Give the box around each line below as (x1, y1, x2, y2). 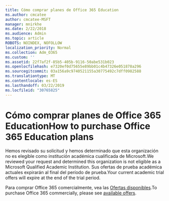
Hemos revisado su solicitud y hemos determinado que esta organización (5, 148, 158, 154)
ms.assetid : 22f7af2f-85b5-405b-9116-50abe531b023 (5, 59, 114, 64)
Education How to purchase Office (5, 120, 151, 132)
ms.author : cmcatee (5, 12, 47, 17)
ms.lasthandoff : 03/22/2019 (5, 83, 65, 88)
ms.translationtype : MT (5, 74, 56, 79)
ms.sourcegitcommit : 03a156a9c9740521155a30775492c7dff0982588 (5, 69, 142, 74)
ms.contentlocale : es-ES (5, 78, 58, 83)
